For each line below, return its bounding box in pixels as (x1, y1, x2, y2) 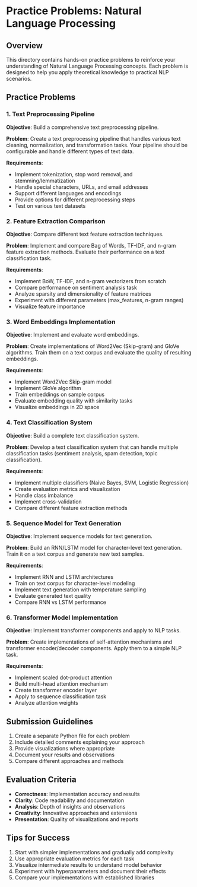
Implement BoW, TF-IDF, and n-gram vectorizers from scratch (14, 277, 166, 284)
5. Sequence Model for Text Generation (6, 519, 122, 527)
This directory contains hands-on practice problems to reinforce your (6, 56, 176, 63)
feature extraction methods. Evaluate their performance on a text (6, 248, 165, 255)
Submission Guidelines (6, 717, 94, 727)
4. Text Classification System (6, 419, 93, 427)
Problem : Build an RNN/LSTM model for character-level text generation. (6, 544, 182, 551)
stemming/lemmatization (14, 177, 75, 184)
